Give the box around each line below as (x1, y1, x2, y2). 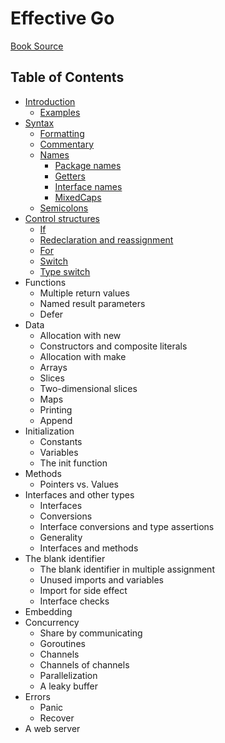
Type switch (39, 265, 91, 277)
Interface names (54, 180, 123, 192)
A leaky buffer (39, 680, 98, 692)
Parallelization (39, 669, 98, 681)
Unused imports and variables (39, 573, 164, 586)
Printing (39, 403, 73, 416)
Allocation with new (39, 329, 122, 341)
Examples (39, 106, 81, 118)
